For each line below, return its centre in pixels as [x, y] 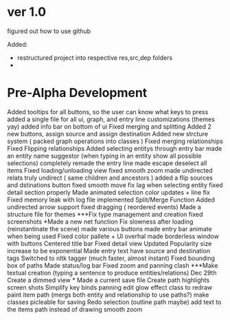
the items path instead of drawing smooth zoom [75, 309]
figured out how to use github [49, 31]
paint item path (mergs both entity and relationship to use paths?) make [108, 295]
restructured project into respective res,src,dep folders [95, 57]
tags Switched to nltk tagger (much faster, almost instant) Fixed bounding [111, 258]
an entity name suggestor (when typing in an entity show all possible [104, 156]
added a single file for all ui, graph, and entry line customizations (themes [111, 119]
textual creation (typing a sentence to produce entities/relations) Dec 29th [112, 273]
